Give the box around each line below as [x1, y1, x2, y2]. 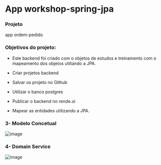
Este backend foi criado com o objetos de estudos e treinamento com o [12, 55, 157, 61]
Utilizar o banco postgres [12, 89, 64, 95]
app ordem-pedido [5, 32, 43, 38]
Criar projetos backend [12, 70, 59, 76]
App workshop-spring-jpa [5, 3, 114, 15]
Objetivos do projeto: [5, 44, 56, 51]
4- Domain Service [5, 143, 51, 150]
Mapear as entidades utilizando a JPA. [12, 107, 90, 113]
